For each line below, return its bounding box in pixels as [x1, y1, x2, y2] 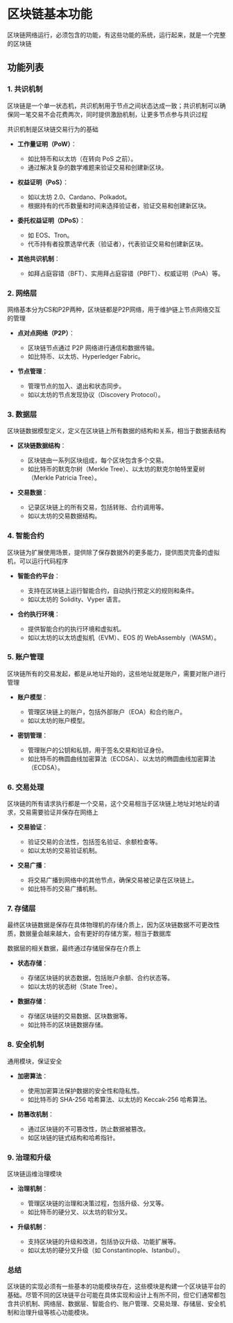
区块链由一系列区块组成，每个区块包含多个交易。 [27, 456, 168, 464]
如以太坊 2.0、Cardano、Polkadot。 [27, 193, 131, 201]
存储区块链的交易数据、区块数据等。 [27, 1012, 132, 1021]
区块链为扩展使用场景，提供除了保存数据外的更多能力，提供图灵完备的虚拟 [7, 548, 220, 556]
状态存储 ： [17, 959, 49, 967]
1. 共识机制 [7, 84, 43, 94]
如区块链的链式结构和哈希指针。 [27, 1133, 119, 1142]
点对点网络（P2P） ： [17, 328, 75, 337]
